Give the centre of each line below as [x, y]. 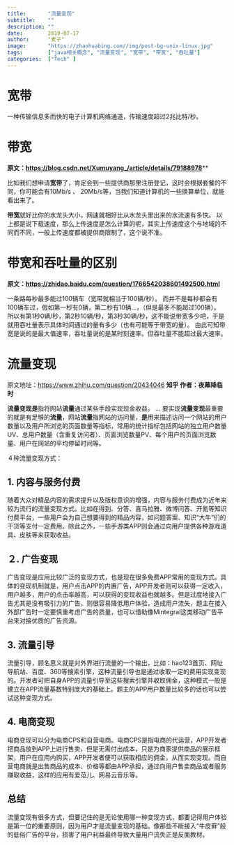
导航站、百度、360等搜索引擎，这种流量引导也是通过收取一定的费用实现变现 [117, 671]
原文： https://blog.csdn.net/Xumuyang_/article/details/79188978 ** [108, 167]
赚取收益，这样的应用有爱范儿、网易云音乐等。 [74, 775]
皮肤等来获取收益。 [47, 535]
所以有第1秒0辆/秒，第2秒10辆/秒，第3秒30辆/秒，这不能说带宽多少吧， [110, 316]
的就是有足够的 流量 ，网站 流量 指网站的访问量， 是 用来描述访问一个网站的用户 [117, 417]
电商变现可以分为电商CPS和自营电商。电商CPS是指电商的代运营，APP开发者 [117, 740]
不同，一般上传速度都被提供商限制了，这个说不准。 [92, 232]
